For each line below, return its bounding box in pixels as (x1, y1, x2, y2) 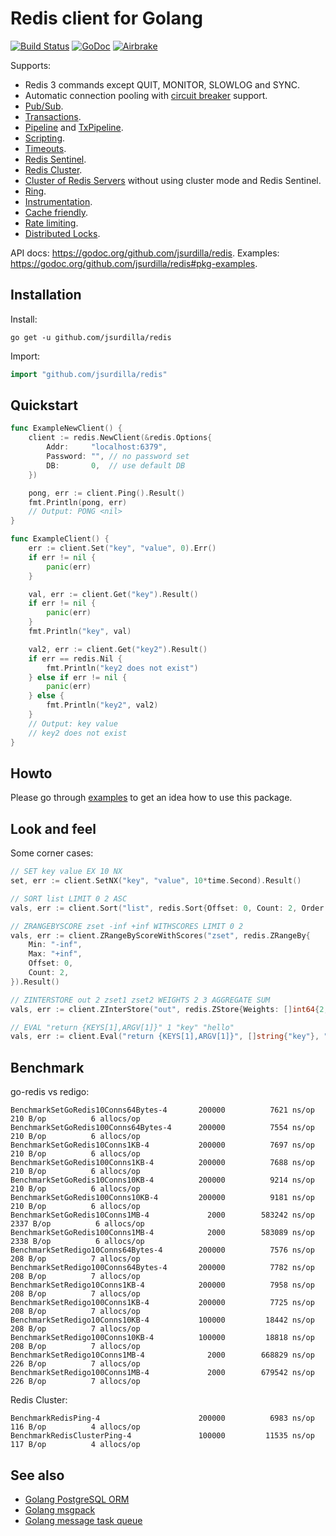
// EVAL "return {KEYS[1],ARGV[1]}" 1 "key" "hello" (10, 1022, 235, 1032)
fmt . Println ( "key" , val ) (28, 627, 132, 637)
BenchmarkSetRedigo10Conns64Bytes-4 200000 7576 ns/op (10, 1245, 315, 1256)
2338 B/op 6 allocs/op (10, 1237, 145, 1247)
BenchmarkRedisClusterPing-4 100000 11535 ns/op (10, 1431, 315, 1441)
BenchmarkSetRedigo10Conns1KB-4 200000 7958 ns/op (10, 1280, 315, 1291)
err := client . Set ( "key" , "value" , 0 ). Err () (28, 543, 217, 554)
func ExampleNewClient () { (10, 423, 123, 434)
